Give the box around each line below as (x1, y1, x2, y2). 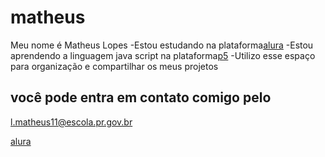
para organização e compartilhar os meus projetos (10, 60, 219, 72)
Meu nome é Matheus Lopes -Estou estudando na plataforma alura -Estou (10, 39, 314, 51)
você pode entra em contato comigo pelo (10, 89, 272, 106)
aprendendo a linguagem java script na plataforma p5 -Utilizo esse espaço (10, 49, 316, 61)
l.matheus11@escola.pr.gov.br (10, 116, 133, 128)
